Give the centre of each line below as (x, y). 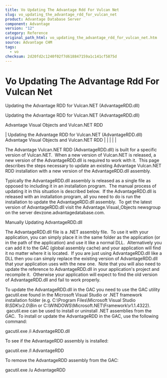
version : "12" (20, 29)
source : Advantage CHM (29, 43)
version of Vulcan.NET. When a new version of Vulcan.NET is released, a (81, 155)
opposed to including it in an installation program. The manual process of (81, 186)
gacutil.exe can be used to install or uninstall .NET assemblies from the (79, 311)
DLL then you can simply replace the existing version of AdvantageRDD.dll (82, 259)
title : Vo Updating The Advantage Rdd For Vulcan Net (62, 10)
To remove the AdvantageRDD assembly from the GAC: (62, 360)
